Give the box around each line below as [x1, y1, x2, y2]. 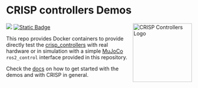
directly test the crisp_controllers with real [6, 41, 108, 48]
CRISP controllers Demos [6, 4, 132, 17]
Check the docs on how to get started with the [6, 65, 119, 72]
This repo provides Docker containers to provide [6, 35, 124, 42]
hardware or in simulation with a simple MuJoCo [6, 48, 124, 55]
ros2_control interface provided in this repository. [6, 53, 128, 60]
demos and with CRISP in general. [6, 71, 89, 78]
